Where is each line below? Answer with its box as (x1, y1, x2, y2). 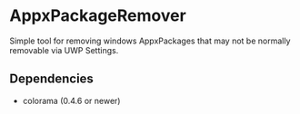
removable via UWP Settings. (9, 44, 119, 55)
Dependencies (9, 71, 94, 87)
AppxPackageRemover (9, 5, 186, 26)
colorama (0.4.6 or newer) (22, 95, 121, 106)
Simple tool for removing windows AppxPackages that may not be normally (9, 35, 291, 46)
